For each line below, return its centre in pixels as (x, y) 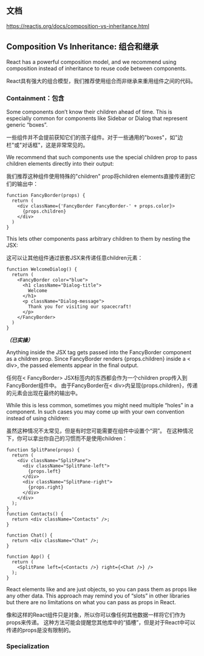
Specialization (28, 646)
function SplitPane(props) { (43, 450)
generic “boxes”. (27, 124)
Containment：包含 (36, 98)
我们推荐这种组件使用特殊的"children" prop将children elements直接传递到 (98, 176)
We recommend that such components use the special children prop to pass (102, 157)
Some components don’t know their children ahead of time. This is (89, 112)
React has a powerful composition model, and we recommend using (91, 62)
